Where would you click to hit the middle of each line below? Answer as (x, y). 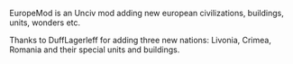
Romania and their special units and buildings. (95, 50)
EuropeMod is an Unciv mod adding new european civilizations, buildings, (146, 13)
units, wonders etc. (45, 23)
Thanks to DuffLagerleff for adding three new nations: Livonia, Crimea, (141, 40)
